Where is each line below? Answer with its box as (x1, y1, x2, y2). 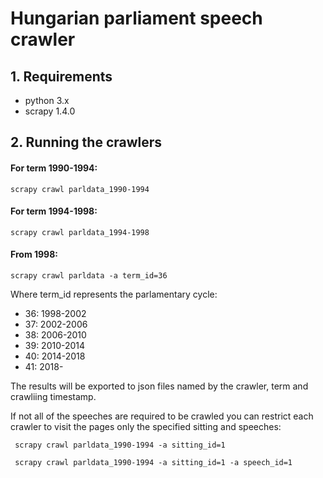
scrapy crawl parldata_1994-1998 (10, 227, 150, 237)
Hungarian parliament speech (10, 7, 263, 30)
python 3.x (24, 95, 70, 106)
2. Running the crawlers (10, 134, 163, 151)
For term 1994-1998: (10, 205, 98, 217)
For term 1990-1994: (10, 162, 98, 174)
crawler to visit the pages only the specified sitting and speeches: (10, 421, 282, 432)
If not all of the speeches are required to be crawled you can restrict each (10, 410, 314, 422)
